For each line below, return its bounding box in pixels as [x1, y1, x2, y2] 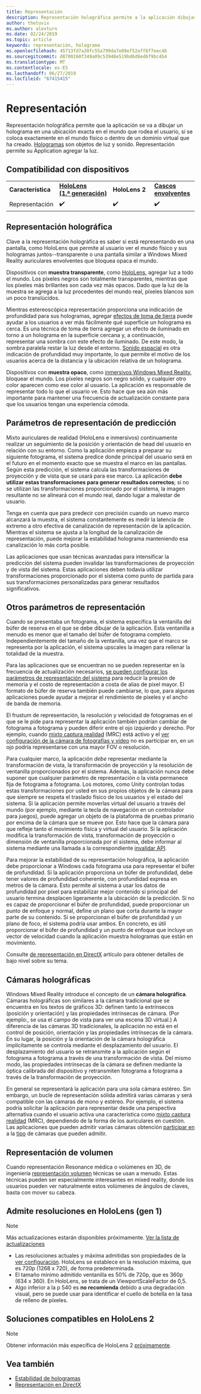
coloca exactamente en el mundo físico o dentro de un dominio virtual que [6, 135, 190, 142]
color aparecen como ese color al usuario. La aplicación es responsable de [6, 381, 191, 388]
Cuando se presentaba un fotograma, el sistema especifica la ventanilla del [6, 618, 191, 625]
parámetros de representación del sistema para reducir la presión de [6, 674, 175, 682]
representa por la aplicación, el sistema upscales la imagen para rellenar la [6, 644, 190, 651]
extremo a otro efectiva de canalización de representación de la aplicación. [6, 522, 192, 529]
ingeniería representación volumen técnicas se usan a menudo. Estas [6, 1169, 178, 1176]
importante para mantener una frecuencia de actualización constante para [6, 394, 190, 401]
